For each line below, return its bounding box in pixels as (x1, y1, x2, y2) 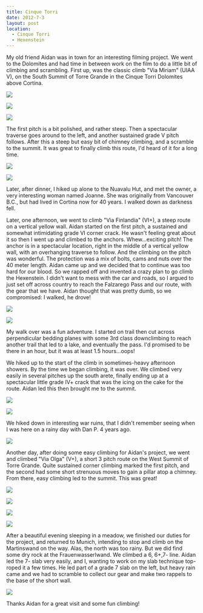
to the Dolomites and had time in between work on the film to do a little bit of (6, 60, 198, 67)
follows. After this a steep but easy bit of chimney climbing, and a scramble (6, 138, 194, 145)
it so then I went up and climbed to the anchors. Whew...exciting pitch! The (6, 236, 193, 243)
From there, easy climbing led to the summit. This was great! (6, 475, 158, 482)
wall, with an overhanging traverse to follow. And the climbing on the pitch (6, 249, 191, 256)
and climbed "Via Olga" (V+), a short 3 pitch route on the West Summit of (6, 456, 189, 462)
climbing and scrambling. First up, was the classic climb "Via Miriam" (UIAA (6, 67, 195, 73)
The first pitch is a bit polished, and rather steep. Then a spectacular (6, 125, 178, 132)
